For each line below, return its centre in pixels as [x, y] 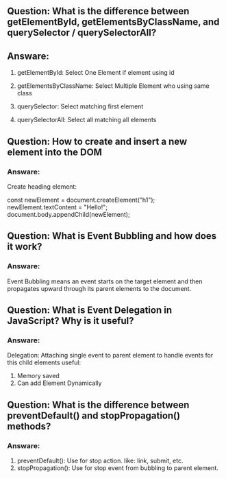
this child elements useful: [44, 362]
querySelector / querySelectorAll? [82, 33]
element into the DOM [55, 152]
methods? [29, 426]
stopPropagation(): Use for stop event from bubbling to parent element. [118, 468]
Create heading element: [42, 186]
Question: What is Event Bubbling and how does [112, 236]
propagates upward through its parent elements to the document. [99, 288]
